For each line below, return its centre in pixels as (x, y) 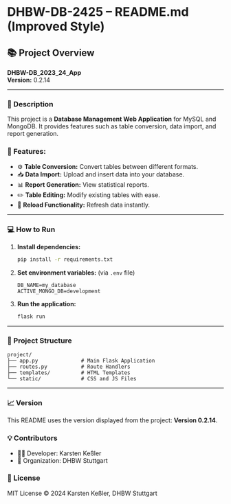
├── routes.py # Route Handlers (69, 367)
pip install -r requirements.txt (65, 259)
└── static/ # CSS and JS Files (72, 378)
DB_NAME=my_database (46, 285)
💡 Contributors (32, 438)
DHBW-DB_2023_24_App (44, 72)
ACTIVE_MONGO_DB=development (59, 291)
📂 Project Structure (40, 341)
